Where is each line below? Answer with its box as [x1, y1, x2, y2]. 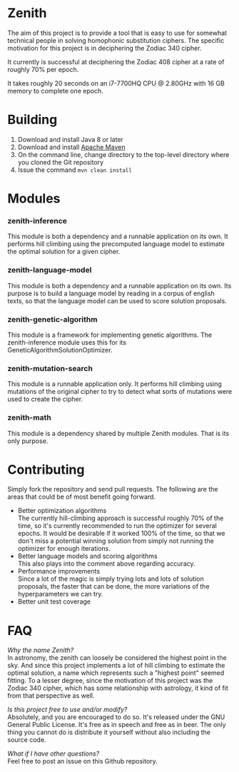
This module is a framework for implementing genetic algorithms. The [7, 330, 213, 339]
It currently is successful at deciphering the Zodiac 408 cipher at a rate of [7, 57, 225, 66]
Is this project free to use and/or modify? [7, 705, 128, 714]
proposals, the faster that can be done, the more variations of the [17, 582, 210, 591]
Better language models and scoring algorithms [17, 552, 158, 561]
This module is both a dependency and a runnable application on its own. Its [7, 281, 232, 290]
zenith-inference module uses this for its [7, 337, 127, 347]
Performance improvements [17, 567, 101, 576]
